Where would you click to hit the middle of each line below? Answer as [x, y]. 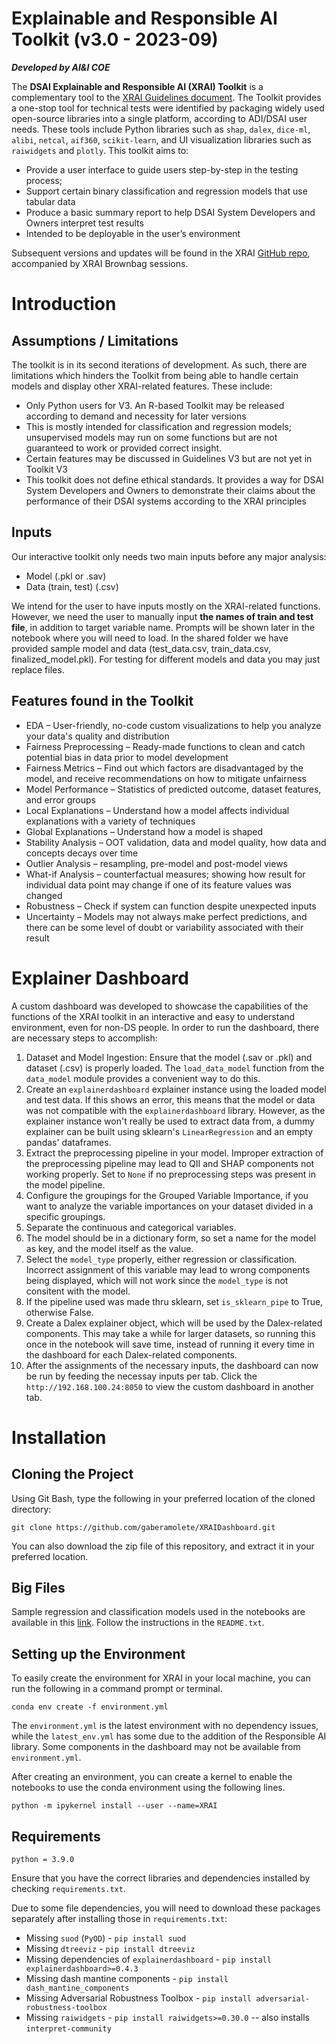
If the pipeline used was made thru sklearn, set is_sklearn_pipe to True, [174, 1301]
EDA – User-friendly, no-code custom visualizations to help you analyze [173, 725]
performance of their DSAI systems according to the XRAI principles [166, 501]
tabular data [50, 201]
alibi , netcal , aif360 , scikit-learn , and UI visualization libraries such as [161, 139]
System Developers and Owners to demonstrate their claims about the [170, 490]
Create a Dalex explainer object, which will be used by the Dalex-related [174, 1323]
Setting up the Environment [98, 1653]
